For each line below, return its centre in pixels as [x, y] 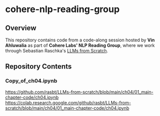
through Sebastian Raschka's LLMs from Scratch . [57, 51]
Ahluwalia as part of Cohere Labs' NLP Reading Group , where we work [80, 45]
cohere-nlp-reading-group [63, 9]
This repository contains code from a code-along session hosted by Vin [80, 40]
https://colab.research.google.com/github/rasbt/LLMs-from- [68, 102]
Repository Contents [39, 67]
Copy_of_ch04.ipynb [31, 81]
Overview [21, 28]
